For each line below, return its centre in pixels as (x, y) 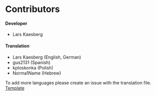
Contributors (33, 9)
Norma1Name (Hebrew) (37, 73)
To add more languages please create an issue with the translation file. (78, 82)
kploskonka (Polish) (33, 67)
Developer (16, 23)
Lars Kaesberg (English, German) (47, 57)
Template (15, 88)
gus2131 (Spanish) (31, 62)
